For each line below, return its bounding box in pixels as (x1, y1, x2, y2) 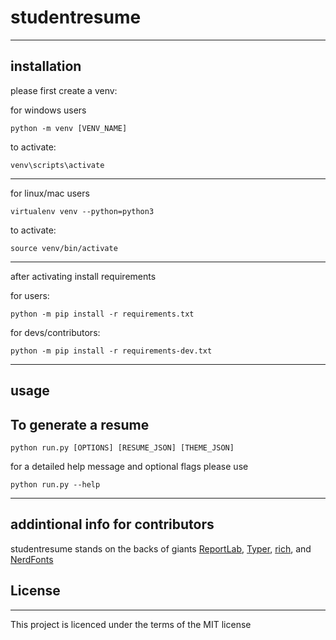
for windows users (10, 104, 87, 116)
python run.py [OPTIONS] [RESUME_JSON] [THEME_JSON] (10, 442, 235, 453)
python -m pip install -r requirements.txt (10, 309, 195, 319)
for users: (10, 289, 50, 301)
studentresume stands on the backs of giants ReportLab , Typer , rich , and (10, 542, 312, 555)
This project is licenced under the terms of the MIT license (10, 618, 252, 630)
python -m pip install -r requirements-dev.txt (10, 346, 213, 356)
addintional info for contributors (10, 516, 215, 533)
